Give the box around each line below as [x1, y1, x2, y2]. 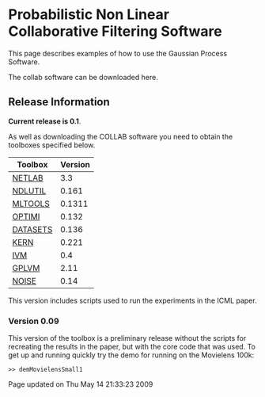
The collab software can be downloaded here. [8, 72, 158, 82]
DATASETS [12, 223, 53, 235]
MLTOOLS [12, 198, 50, 209]
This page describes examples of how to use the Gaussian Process [8, 48, 228, 58]
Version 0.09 [8, 315, 59, 326]
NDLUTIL [12, 185, 47, 196]
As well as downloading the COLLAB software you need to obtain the [8, 132, 233, 141]
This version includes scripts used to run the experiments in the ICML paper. [8, 296, 257, 305]
